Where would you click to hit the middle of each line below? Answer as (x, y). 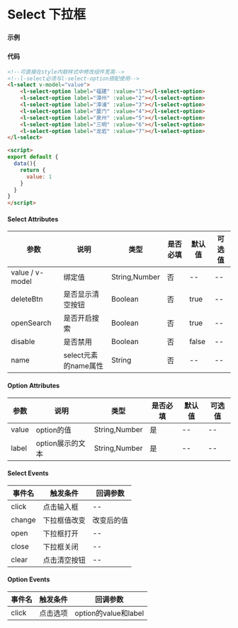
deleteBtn (27, 299)
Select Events (28, 473)
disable (23, 342)
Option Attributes (34, 385)
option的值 (54, 430)
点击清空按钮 (64, 560)
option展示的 (57, 443)
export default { (33, 157)
